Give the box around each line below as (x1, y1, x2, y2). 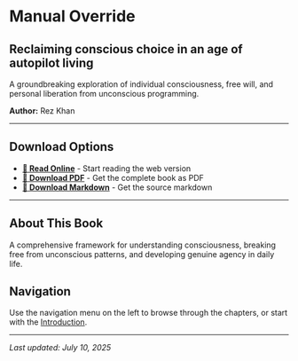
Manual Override (9, 6, 136, 27)
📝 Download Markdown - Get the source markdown (21, 182, 213, 192)
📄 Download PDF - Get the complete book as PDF (21, 172, 204, 183)
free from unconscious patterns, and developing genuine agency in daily (9, 248, 275, 259)
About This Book (9, 216, 104, 232)
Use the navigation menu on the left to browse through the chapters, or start (9, 308, 288, 318)
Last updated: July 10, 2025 (9, 342, 112, 353)
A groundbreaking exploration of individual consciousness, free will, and (9, 79, 273, 90)
